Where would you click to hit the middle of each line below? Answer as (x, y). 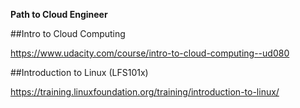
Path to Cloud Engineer (59, 14)
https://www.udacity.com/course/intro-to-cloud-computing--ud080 (150, 53)
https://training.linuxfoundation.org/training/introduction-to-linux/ (145, 92)
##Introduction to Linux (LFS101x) (79, 72)
